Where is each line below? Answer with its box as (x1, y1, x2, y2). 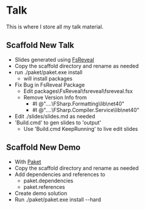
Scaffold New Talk (6, 40, 75, 50)
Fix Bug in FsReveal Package (14, 81, 85, 88)
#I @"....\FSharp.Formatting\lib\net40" (32, 100, 125, 107)
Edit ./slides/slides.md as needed (14, 112, 95, 120)
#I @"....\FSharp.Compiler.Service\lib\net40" (32, 106, 140, 113)
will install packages (23, 75, 72, 82)
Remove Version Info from (23, 94, 87, 101)
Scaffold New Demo (6, 143, 81, 153)
